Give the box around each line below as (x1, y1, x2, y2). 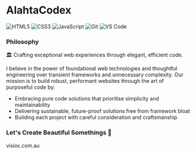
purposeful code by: (6, 83, 55, 91)
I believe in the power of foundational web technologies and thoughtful (6, 65, 178, 72)
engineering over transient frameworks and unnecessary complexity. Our (6, 71, 184, 78)
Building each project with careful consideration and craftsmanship (14, 114, 178, 121)
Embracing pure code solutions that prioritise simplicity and (14, 95, 160, 102)
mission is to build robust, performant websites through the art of (6, 78, 164, 85)
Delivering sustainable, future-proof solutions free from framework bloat (14, 108, 190, 115)
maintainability (14, 101, 51, 109)
